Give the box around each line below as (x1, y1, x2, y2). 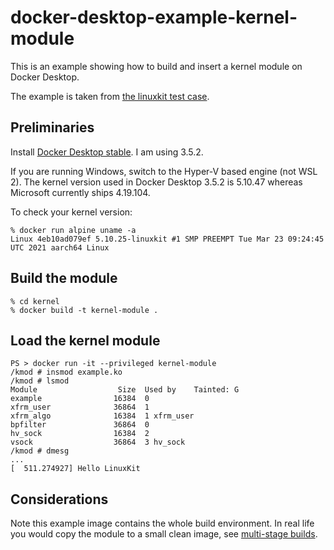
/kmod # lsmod (10, 376, 70, 386)
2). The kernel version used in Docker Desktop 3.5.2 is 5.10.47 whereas (10, 176, 303, 188)
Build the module (10, 270, 118, 287)
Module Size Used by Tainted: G (10, 385, 240, 395)
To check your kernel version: (10, 206, 133, 218)
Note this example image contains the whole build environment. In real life (10, 517, 315, 530)
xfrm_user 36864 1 (10, 402, 150, 413)
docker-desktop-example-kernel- (10, 6, 298, 29)
